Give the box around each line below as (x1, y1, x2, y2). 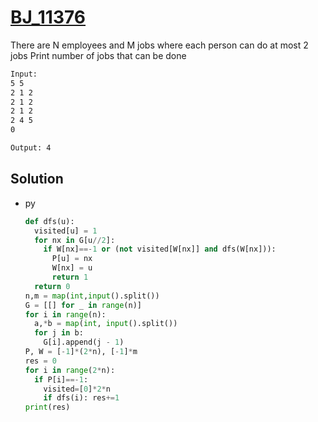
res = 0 (24, 356, 57, 366)
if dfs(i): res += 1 (43, 393, 120, 403)
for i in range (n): (24, 309, 107, 320)
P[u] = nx (51, 254, 93, 264)
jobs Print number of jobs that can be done (10, 49, 187, 61)
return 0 (34, 281, 71, 291)
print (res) (24, 402, 71, 413)
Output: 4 (10, 143, 52, 153)
